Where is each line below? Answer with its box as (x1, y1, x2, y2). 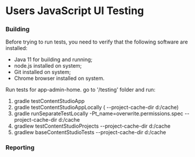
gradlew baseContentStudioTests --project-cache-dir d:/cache (14, 129, 166, 136)
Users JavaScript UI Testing (5, 4, 144, 18)
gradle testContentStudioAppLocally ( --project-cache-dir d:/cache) (14, 104, 179, 111)
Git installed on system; (14, 69, 71, 76)
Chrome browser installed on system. (14, 75, 105, 82)
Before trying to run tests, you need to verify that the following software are (5, 38, 189, 45)
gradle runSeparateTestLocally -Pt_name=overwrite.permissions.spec (14, 110, 183, 117)
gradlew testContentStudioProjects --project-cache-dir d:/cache (14, 122, 171, 130)
